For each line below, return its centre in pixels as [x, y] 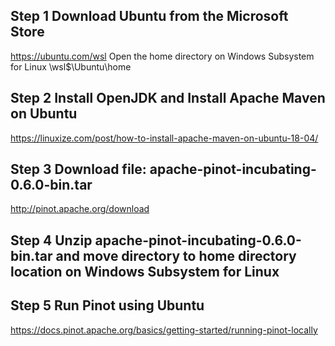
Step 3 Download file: [78, 169]
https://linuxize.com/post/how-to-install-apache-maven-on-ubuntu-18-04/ [164, 138]
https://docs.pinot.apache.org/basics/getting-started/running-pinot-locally [164, 330]
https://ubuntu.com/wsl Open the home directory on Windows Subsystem [162, 56]
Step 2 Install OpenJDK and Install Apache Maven [168, 98]
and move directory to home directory [176, 255]
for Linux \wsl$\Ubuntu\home [71, 66]
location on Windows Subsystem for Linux [145, 271]
